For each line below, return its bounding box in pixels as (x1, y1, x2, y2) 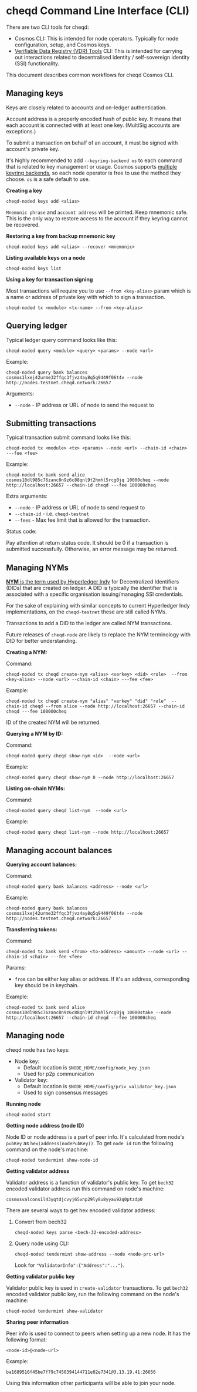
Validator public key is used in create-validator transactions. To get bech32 (6, 1284, 189, 1291)
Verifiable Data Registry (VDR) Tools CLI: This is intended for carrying (14, 47, 183, 54)
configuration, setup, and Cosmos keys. (14, 41, 111, 48)
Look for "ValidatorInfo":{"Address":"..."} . (14, 1262, 125, 1269)
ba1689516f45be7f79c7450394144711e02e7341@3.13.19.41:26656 (6, 1369, 157, 1375)
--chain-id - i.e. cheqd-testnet (14, 510, 90, 518)
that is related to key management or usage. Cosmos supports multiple (6, 163, 178, 170)
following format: (6, 1336, 47, 1343)
